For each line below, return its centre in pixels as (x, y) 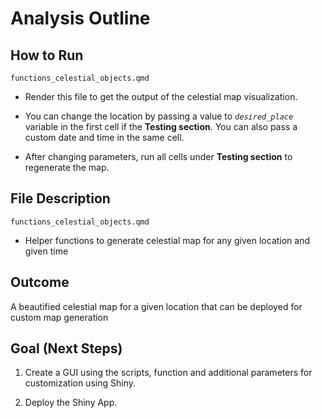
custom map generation (59, 317)
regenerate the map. (67, 167)
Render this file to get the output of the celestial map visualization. (161, 96)
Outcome (40, 282)
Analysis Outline (80, 18)
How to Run (47, 55)
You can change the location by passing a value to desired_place (159, 116)
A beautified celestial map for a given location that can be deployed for (156, 306)
